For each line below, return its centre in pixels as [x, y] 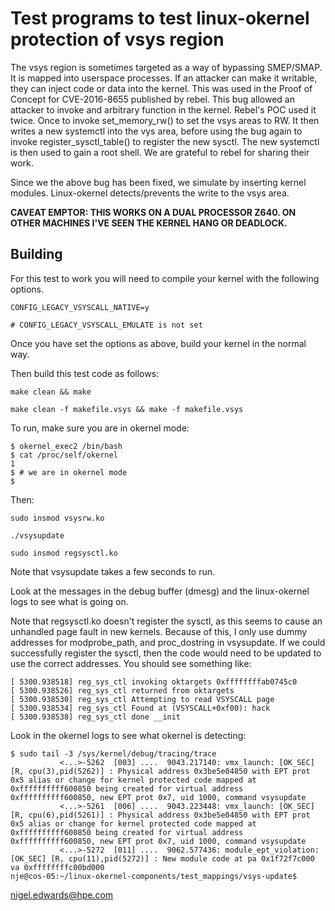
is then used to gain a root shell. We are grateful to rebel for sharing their [160, 152]
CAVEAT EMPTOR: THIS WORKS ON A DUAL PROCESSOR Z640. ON [153, 212]
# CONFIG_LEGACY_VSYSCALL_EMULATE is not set [106, 325]
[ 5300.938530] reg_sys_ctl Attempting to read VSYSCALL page [142, 699]
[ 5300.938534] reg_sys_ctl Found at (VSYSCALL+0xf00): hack [140, 708]
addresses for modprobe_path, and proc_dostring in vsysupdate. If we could [168, 642]
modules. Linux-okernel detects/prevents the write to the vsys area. [150, 193]
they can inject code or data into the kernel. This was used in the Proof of [161, 88]
